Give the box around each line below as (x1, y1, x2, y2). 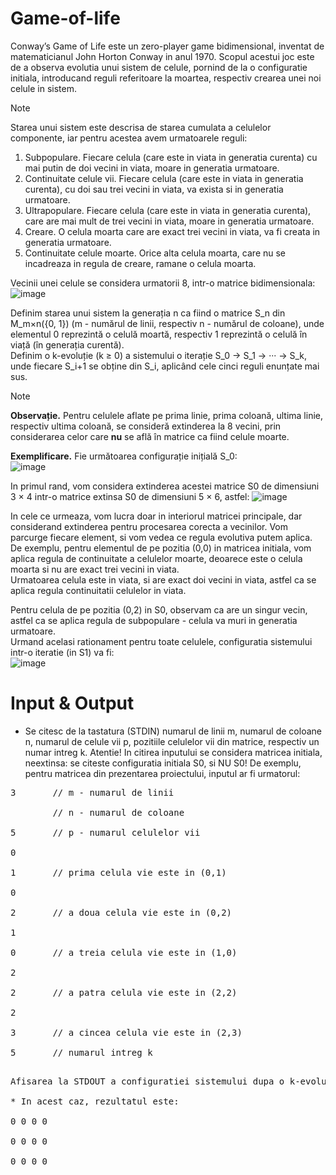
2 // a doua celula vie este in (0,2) (10, 907, 233, 918)
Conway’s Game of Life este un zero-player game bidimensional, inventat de (10, 40, 325, 52)
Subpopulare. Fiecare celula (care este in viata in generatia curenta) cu (24, 151, 318, 163)
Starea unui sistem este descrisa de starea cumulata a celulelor (10, 121, 272, 133)
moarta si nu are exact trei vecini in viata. (10, 563, 180, 575)
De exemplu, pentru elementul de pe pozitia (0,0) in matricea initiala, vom (10, 542, 312, 554)
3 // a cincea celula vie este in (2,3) (10, 1027, 243, 1038)
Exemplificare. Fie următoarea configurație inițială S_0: (10, 450, 238, 462)
